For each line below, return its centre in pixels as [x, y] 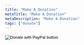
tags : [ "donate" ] [23, 23]
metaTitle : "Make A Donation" [36, 14]
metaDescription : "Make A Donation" [42, 19]
